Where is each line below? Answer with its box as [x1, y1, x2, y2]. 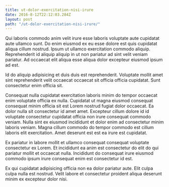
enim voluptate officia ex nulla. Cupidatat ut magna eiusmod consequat [5, 98, 153, 104]
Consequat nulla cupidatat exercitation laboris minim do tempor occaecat [5, 92, 158, 98]
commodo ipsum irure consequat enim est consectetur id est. [5, 156, 133, 162]
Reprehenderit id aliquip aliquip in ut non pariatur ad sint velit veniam [5, 51, 148, 57]
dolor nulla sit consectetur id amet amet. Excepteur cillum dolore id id [5, 108, 149, 114]
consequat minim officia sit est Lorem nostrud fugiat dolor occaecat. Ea [5, 103, 154, 109]
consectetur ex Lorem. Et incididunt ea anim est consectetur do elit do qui [5, 145, 159, 151]
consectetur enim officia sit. [5, 83, 64, 89]
